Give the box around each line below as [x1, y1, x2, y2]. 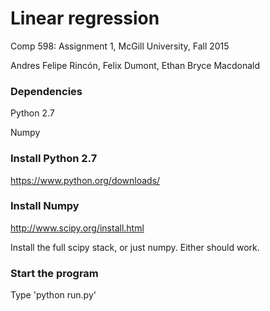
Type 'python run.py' [10, 289, 97, 301]
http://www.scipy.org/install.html [10, 222, 145, 234]
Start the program [10, 266, 99, 280]
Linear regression [10, 7, 160, 30]
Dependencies [10, 84, 83, 98]
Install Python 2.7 [10, 152, 98, 166]
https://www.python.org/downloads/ [10, 174, 161, 186]
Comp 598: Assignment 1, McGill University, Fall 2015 [10, 40, 230, 52]
